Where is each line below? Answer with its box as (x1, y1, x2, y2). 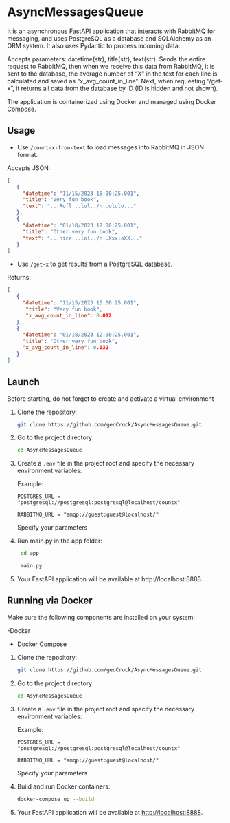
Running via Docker (7, 595, 93, 607)
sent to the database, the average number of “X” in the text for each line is (7, 70, 218, 78)
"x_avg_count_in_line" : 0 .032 (22, 344, 109, 351)
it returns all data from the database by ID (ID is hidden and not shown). (16, 84, 218, 92)
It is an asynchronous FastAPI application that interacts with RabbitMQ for (7, 27, 216, 35)
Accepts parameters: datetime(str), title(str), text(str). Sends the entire (7, 54, 206, 63)
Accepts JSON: (7, 163, 51, 172)
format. (16, 150, 38, 158)
